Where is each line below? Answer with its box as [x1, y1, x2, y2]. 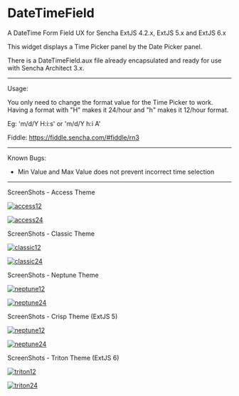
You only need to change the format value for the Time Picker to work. [7, 98, 213, 106]
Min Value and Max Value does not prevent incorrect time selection [17, 167, 215, 176]
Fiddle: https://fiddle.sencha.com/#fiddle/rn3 [7, 133, 140, 142]
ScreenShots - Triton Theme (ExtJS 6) [7, 353, 119, 362]
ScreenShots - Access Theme [7, 187, 95, 197]
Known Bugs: [7, 153, 46, 162]
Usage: [7, 84, 28, 93]
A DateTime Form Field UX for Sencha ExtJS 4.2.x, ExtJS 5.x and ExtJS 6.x [7, 28, 226, 37]
